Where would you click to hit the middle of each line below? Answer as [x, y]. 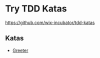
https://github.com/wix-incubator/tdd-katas [50, 22]
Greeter [20, 50]
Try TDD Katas [36, 9]
